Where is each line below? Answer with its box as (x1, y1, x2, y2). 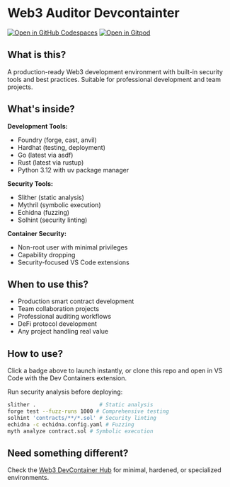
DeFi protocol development (17, 319, 98, 328)
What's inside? (7, 103, 76, 115)
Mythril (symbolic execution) (17, 200, 101, 209)
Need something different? (7, 447, 129, 459)
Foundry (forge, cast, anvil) (17, 136, 97, 144)
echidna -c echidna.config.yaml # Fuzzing (7, 421, 134, 428)
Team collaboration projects (17, 305, 100, 313)
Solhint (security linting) (17, 216, 88, 224)
